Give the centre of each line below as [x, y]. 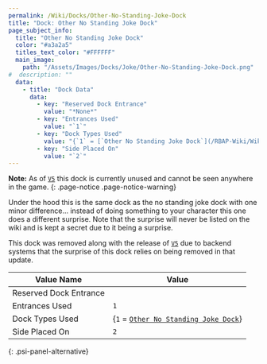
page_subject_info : [41, 30]
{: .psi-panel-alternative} [48, 351]
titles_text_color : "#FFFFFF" [65, 52]
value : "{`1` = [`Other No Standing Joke [113, 141]
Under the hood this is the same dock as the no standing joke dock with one [133, 203]
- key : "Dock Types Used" [80, 134]
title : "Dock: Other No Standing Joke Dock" [83, 23]
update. [21, 260]
